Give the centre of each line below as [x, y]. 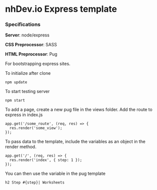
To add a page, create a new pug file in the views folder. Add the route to [79, 110]
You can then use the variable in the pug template [55, 174]
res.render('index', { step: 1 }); [46, 160]
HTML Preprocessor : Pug [31, 54]
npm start [15, 100]
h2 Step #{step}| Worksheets [35, 183]
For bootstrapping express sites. [38, 64]
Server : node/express [27, 35]
